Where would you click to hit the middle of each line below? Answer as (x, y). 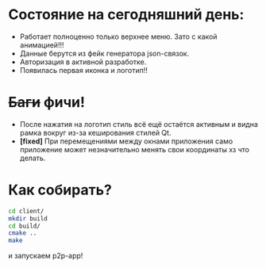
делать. (33, 158)
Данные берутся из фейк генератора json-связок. (104, 53)
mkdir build (28, 218)
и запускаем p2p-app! (46, 256)
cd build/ (25, 226)
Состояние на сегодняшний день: (126, 15)
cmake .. (23, 233)
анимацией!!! (42, 44)
